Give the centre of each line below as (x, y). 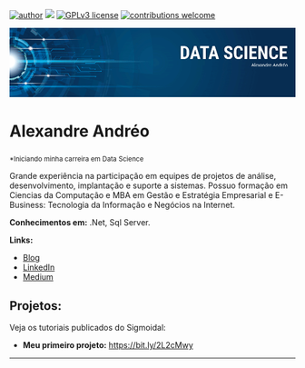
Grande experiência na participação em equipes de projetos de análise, (143, 176)
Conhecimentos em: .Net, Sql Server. (80, 223)
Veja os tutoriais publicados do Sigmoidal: (88, 328)
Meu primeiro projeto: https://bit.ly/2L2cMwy (108, 345)
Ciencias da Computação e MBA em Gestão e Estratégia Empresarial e (142, 195)
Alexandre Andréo (79, 131)
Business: (28, 205)
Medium (38, 277)
